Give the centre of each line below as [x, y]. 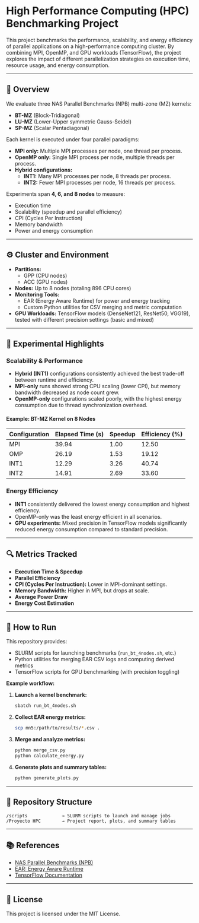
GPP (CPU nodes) [45, 275]
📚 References [33, 845]
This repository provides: [37, 642]
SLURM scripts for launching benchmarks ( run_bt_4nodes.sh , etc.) [95, 653]
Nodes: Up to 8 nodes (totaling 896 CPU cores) [73, 288]
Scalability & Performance [44, 360]
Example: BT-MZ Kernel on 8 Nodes [51, 418]
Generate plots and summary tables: [61, 767]
